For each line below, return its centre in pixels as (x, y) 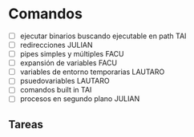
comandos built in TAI (56, 90)
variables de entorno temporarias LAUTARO (92, 72)
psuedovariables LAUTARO (65, 81)
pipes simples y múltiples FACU (72, 54)
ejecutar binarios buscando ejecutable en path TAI (103, 36)
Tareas (26, 124)
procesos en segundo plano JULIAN (80, 99)
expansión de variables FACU (69, 63)
